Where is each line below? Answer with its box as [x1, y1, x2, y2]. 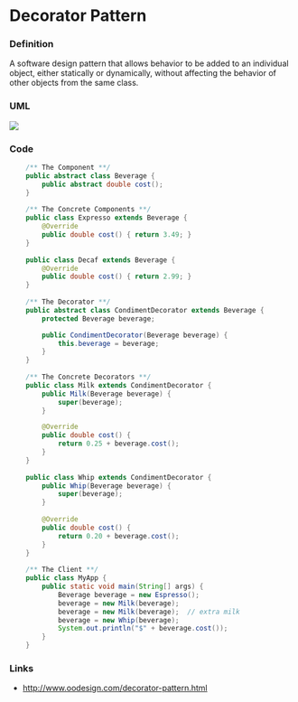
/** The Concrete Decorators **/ [25, 372, 152, 382]
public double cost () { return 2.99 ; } [42, 272, 192, 281]
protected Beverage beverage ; [42, 314, 155, 323]
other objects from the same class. [9, 78, 139, 89]
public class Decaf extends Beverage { [25, 255, 176, 265]
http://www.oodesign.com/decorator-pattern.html [22, 683, 208, 694]
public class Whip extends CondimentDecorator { [25, 473, 212, 482]
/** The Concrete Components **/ [25, 205, 152, 214]
